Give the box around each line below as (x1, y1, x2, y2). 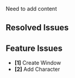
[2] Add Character (14, 66, 60, 73)
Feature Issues (5, 43, 63, 53)
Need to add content (5, 5, 57, 12)
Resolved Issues (5, 22, 69, 33)
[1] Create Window (14, 59, 61, 67)
